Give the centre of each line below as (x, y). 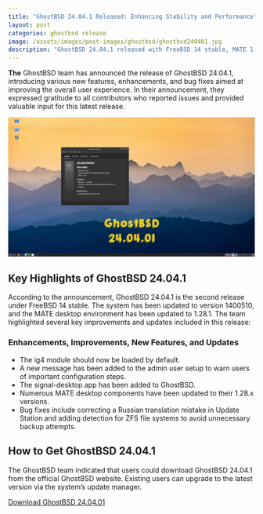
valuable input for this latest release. (67, 107)
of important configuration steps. (73, 376)
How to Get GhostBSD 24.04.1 (82, 451)
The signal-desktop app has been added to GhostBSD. (107, 385)
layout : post (29, 25)
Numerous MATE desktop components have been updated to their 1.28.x (137, 393)
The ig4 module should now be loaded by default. (100, 359)
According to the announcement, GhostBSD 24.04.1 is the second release (126, 297)
